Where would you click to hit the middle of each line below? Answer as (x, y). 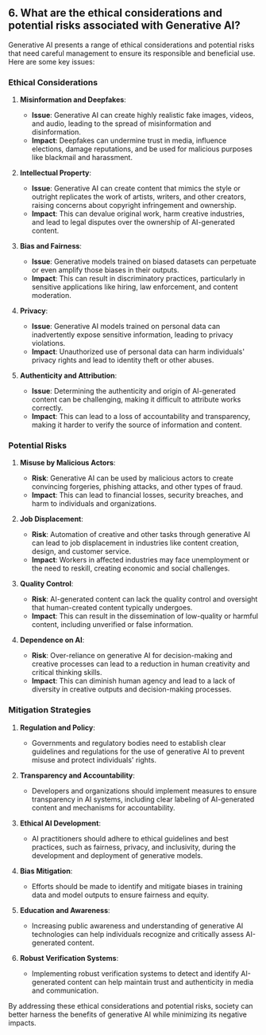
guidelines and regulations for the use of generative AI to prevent (138, 751)
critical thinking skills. (67, 672)
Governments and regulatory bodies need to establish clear (129, 743)
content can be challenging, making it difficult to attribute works (136, 400)
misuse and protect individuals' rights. (94, 759)
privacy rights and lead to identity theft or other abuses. (123, 360)
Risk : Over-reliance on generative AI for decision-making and (132, 656)
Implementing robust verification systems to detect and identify (135, 973)
